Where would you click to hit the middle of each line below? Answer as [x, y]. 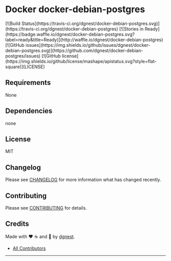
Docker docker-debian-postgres [75, 9]
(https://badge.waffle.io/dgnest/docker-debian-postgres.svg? [70, 34]
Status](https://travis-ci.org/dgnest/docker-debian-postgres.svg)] [90, 23]
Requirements [28, 83]
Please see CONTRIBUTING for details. [46, 208]
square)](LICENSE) [25, 67]
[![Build [13, 23]
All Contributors [29, 248]
